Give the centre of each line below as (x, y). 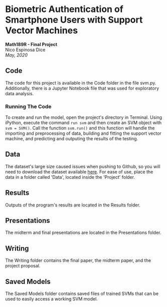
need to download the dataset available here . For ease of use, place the (79, 172)
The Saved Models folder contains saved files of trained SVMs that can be (82, 293)
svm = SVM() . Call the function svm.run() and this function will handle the (80, 128)
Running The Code (28, 106)
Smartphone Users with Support (74, 20)
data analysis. (20, 93)
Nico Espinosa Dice (25, 50)
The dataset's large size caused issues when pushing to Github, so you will (83, 166)
